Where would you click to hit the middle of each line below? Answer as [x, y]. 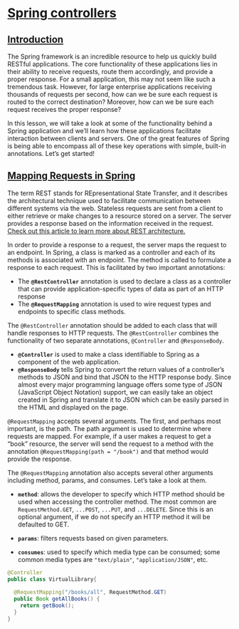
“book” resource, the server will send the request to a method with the [111, 444]
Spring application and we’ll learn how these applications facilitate [104, 131]
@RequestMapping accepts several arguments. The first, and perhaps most [115, 421]
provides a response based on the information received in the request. [111, 223]
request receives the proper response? [64, 109]
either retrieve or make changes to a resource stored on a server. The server [119, 216]
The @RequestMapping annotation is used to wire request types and [114, 303]
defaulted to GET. [43, 524]
